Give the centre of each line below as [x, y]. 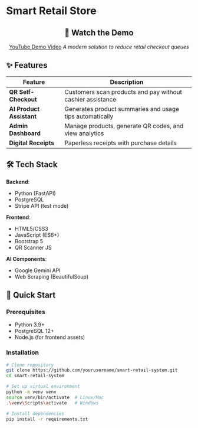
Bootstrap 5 [29, 241]
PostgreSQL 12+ [34, 331]
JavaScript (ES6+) [37, 235]
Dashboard [25, 133]
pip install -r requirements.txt [47, 419]
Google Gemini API [37, 270]
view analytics [84, 133]
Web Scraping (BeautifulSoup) [52, 276]
